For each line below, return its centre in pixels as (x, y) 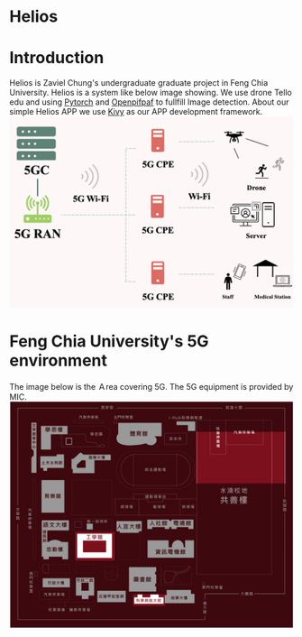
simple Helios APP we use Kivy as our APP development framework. (136, 112)
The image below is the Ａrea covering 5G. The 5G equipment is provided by (151, 387)
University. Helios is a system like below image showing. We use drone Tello (151, 93)
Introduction (57, 58)
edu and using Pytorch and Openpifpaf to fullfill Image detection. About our (149, 102)
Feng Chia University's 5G (109, 342)
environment (59, 360)
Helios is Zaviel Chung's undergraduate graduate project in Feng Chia (139, 83)
